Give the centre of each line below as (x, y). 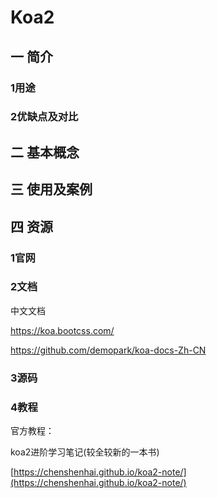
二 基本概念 (45, 152)
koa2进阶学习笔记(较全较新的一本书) (85, 452)
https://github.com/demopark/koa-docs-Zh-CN (108, 350)
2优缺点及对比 (44, 117)
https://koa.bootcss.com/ (62, 330)
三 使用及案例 (51, 189)
